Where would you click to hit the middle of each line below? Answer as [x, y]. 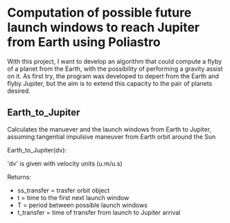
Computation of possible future [99, 13]
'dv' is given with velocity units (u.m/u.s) [65, 163]
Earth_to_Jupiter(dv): [37, 150]
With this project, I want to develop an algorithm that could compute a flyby [115, 61]
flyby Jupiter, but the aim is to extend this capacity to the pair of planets [110, 83]
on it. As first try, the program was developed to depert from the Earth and [113, 76]
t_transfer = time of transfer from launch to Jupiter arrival [99, 212]
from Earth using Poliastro [84, 42]
